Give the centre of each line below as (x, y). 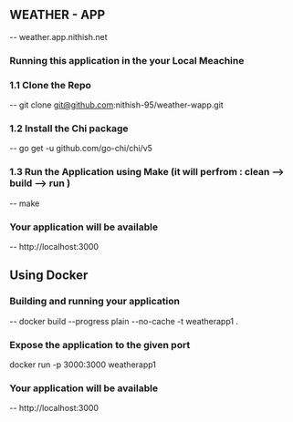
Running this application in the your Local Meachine (127, 60)
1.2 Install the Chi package (69, 129)
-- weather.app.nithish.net (58, 36)
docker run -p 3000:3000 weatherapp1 (83, 365)
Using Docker (49, 276)
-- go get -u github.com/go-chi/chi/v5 (81, 149)
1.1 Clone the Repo (50, 85)
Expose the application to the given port (100, 345)
